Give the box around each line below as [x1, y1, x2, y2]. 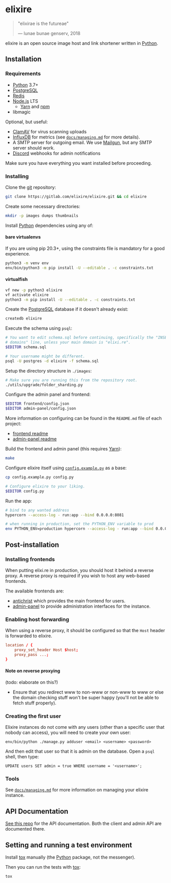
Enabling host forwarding [5, 616, 70, 623]
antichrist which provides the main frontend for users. [12, 597, 126, 604]
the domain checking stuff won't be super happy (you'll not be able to [12, 694, 159, 700]
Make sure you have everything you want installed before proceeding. [5, 160, 152, 166]
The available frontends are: [5, 588, 65, 594]
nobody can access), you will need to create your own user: [5, 729, 131, 736]
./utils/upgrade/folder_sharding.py [5, 382, 83, 387]
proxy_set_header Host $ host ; [14, 647, 79, 652]
